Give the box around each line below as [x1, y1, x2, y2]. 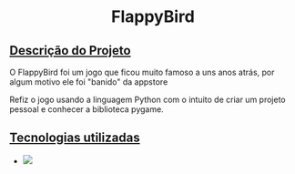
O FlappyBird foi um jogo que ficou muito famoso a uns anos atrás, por [9, 67, 275, 77]
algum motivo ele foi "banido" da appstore [9, 77, 168, 87]
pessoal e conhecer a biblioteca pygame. [9, 104, 164, 115]
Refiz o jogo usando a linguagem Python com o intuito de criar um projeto [9, 94, 286, 105]
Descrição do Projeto [9, 43, 131, 58]
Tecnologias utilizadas [9, 130, 140, 146]
